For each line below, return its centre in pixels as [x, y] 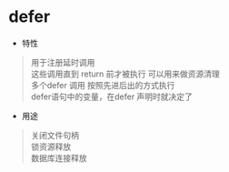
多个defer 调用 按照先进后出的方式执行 [103, 85]
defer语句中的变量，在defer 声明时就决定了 [111, 96]
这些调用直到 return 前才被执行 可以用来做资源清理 [125, 74]
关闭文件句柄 [55, 135]
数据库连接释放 [59, 157]
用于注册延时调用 [63, 62]
